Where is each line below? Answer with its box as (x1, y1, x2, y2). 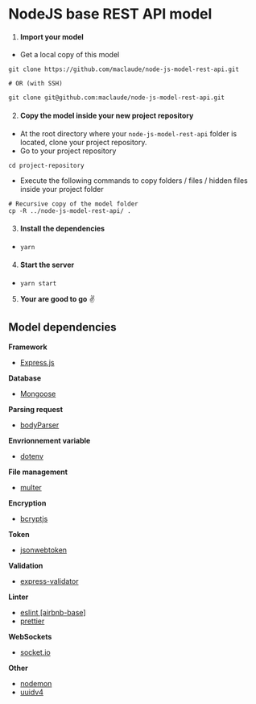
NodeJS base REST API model (8, 5, 213, 23)
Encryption (8, 498, 47, 508)
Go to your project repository (19, 146, 117, 156)
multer (19, 482, 42, 492)
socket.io (19, 647, 51, 657)
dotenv (19, 451, 44, 460)
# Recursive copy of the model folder (8, 199, 138, 208)
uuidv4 (19, 687, 44, 697)
